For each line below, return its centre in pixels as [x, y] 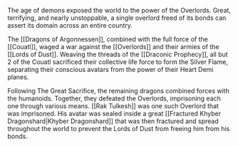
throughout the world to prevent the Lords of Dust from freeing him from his [119, 129]
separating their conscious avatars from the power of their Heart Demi [110, 69]
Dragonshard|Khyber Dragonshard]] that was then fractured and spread [113, 121]
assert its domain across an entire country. [70, 25]
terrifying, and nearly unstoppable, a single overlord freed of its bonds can [117, 18]
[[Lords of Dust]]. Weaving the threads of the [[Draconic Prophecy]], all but [118, 54]
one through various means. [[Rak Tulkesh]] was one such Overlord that [113, 106]
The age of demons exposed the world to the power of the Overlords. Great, [119, 10]
